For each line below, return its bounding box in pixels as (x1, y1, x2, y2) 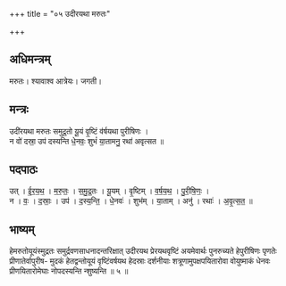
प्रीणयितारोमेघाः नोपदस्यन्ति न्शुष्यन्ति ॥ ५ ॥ (9, 266, 129, 276)
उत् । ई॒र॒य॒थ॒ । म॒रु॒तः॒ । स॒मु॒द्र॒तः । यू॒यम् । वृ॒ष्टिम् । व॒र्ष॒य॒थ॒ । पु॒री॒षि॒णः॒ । (9, 185, 210, 196)
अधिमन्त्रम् (9, 52, 51, 67)
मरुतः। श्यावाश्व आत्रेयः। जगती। (9, 76, 103, 86)
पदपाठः (9, 162, 38, 177)
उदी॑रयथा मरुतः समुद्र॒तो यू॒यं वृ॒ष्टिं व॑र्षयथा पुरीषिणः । (9, 126, 149, 136)
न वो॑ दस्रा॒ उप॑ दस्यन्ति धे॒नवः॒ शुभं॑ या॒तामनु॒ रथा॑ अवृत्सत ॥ (9, 135, 164, 146)
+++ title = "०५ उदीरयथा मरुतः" (9, 9, 111, 19)
